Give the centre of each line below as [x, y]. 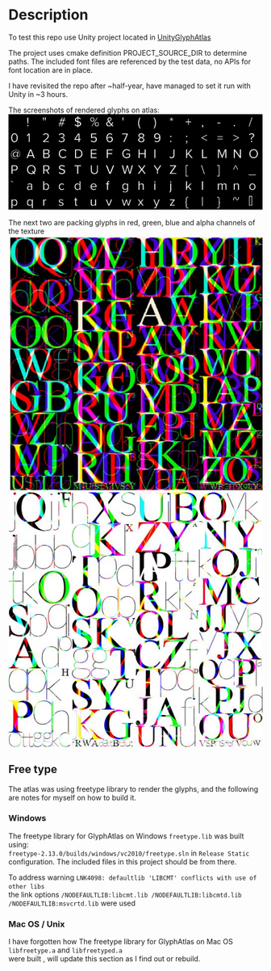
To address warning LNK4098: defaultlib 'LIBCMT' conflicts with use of [133, 877]
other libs [27, 886]
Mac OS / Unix [37, 924]
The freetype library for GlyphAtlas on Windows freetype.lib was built [126, 836]
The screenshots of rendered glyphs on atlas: [84, 110]
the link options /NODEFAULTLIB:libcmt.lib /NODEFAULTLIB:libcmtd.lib [125, 894]
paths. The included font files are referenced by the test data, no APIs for [130, 61]
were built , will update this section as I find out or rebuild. [104, 959]
